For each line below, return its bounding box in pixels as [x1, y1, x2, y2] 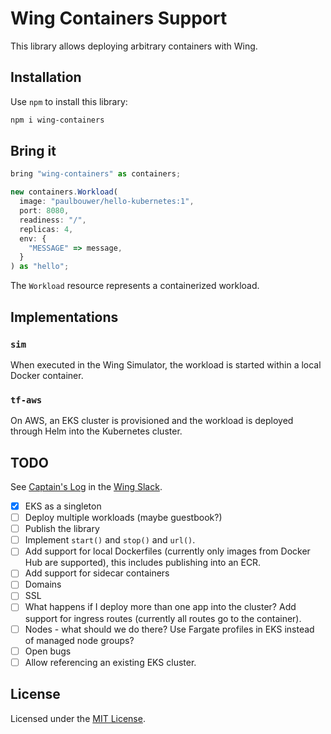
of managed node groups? [24, 634, 135, 646]
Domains [24, 578, 62, 591]
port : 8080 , [19, 206, 70, 216]
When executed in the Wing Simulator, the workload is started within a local [10, 358, 322, 371]
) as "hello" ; [10, 262, 70, 272]
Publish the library [24, 523, 100, 535]
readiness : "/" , [19, 215, 87, 225]
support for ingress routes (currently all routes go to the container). [24, 612, 302, 624]
